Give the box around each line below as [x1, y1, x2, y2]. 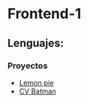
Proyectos [7, 60, 48, 71]
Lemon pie [18, 78, 54, 87]
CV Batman [18, 86, 56, 96]
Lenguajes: [7, 36, 64, 50]
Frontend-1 [7, 5, 82, 23]
